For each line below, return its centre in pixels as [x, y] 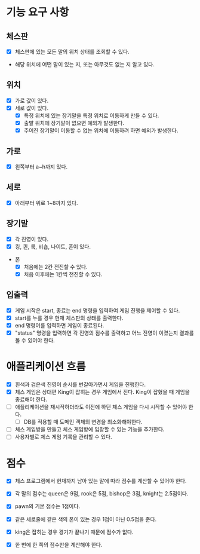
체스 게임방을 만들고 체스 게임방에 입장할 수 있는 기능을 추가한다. [90, 429]
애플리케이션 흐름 [46, 367]
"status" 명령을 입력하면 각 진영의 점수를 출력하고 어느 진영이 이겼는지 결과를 [104, 333]
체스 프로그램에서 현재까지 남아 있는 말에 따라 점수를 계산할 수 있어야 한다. [101, 481]
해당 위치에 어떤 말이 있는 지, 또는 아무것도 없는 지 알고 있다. [85, 65]
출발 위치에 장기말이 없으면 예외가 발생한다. [74, 123]
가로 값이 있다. [32, 100]
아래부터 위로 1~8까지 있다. [47, 203]
